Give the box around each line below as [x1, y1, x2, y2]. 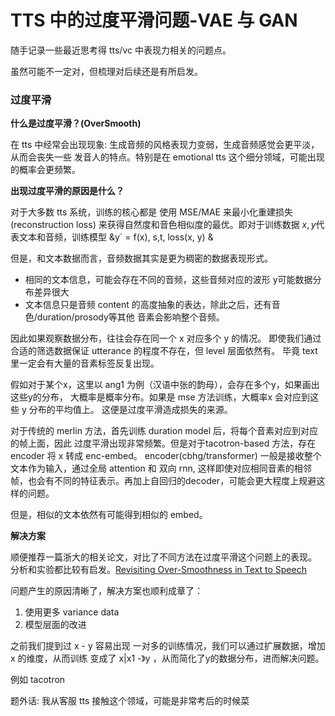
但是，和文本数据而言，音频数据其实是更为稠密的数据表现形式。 [10, 252, 273, 265]
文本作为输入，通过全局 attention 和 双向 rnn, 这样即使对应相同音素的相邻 [10, 462, 312, 475]
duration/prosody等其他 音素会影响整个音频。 [36, 311, 225, 323]
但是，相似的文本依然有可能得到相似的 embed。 [10, 509, 208, 521]
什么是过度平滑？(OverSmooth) [10, 117, 142, 130]
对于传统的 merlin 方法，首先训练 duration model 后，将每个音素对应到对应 [10, 425, 319, 437]
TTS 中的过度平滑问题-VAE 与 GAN [10, 9, 298, 32]
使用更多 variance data [24, 606, 120, 618]
